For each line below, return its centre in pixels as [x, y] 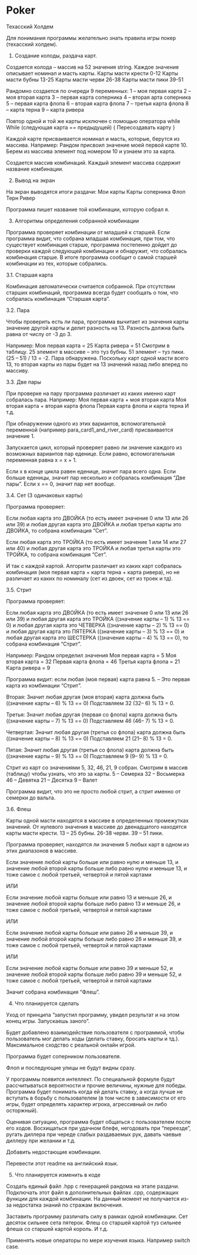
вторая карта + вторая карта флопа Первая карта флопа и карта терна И [98, 406]
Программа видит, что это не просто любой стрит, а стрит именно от [94, 791]
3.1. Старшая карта [30, 275]
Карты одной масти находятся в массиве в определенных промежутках [98, 820]
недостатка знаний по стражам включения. [68, 1205]
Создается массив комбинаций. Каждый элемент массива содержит [94, 162]
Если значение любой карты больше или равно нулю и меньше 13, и [92, 862]
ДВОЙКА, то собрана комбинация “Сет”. [57, 530]
